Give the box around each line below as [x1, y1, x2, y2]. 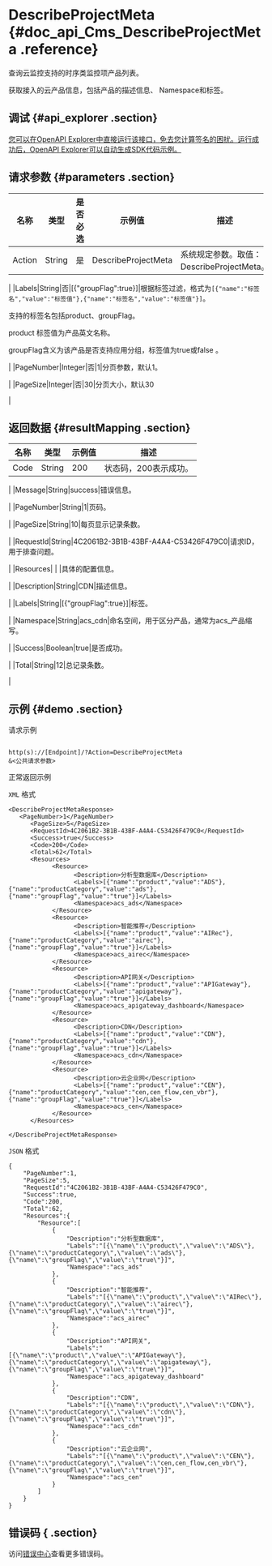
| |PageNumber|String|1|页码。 [8, 503, 111, 512]
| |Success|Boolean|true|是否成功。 [8, 643, 127, 653]
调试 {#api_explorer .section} [8, 111, 158, 125]
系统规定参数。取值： [181, 249, 262, 260]
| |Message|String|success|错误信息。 [8, 485, 136, 495]
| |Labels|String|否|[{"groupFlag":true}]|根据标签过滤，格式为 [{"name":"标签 [8, 283, 261, 293]
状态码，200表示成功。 [104, 463, 193, 474]
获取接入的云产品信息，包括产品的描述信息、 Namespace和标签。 [8, 85, 228, 95]
